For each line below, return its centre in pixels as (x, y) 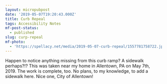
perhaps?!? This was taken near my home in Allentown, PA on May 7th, (78, 66)
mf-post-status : (22, 28)
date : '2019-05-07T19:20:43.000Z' (41, 14)
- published (22, 33)
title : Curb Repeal (25, 19)
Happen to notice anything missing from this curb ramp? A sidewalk (75, 60)
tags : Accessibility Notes (33, 23)
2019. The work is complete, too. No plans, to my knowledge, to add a (77, 71)
